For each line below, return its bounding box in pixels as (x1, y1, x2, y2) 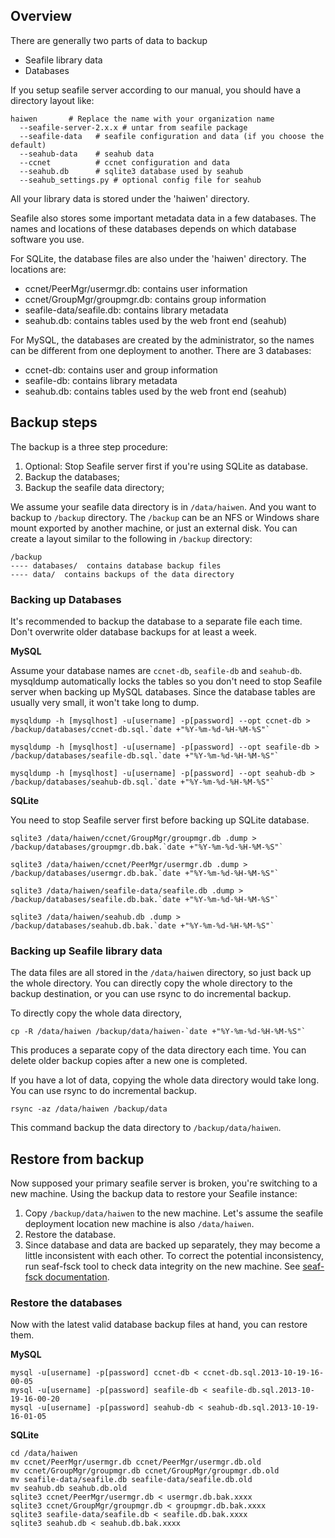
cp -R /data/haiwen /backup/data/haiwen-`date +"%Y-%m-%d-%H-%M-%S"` (10, 1027, 307, 1037)
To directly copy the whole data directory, (10, 1007, 183, 1019)
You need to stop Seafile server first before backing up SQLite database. (10, 814, 310, 826)
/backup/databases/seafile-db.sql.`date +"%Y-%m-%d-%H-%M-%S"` (10, 750, 280, 761)
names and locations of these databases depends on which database (10, 222, 297, 234)
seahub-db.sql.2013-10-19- (206, 1403, 320, 1413)
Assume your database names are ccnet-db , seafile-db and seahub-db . (10, 664, 303, 676)
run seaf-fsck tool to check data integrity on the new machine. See (24, 1260, 301, 1273)
